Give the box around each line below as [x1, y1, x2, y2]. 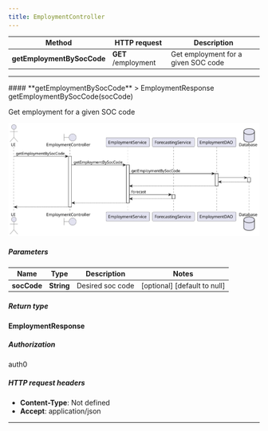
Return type [8, 301, 49, 311]
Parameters [8, 247, 49, 257]
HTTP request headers [8, 378, 85, 387]
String [49, 280, 70, 290]
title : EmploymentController [8, 13, 105, 21]
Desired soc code [77, 280, 135, 290]
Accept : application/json [19, 406, 101, 416]
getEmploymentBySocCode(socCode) [8, 92, 134, 101]
